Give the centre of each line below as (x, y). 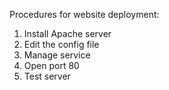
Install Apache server (67, 33)
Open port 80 (51, 65)
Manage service (57, 55)
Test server (47, 76)
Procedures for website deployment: (84, 14)
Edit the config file (61, 44)
